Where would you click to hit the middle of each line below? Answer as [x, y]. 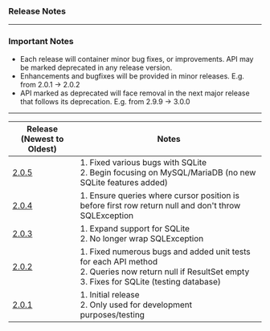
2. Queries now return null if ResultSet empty [165, 272]
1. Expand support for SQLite [135, 228]
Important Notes [41, 42]
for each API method [119, 261]
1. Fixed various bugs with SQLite [143, 162]
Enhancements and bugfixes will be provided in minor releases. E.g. [132, 76]
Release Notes [37, 11]
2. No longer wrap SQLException [142, 238]
